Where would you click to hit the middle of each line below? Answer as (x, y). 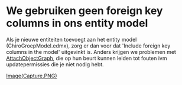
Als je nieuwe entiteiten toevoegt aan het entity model (71, 39)
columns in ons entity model (77, 23)
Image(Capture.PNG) (32, 76)
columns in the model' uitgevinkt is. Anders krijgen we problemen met (91, 52)
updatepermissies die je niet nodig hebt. (55, 64)
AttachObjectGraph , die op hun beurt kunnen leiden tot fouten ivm (87, 58)
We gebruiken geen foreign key (84, 11)
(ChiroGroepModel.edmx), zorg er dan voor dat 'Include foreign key (88, 46)
